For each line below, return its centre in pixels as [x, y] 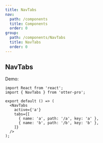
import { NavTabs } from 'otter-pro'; [45, 93]
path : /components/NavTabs [38, 38]
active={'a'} [28, 110]
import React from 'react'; [34, 88]
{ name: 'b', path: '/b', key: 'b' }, [58, 123]
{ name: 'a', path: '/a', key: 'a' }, [58, 119]
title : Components [29, 24]
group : [12, 33]
